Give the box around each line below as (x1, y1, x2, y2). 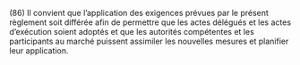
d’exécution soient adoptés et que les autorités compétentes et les (9, 27, 255, 37)
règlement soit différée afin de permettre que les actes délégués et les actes (9, 17, 292, 28)
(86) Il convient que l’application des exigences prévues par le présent (9, 8, 269, 18)
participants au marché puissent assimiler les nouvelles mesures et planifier (9, 36, 289, 46)
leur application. (9, 45, 69, 56)
